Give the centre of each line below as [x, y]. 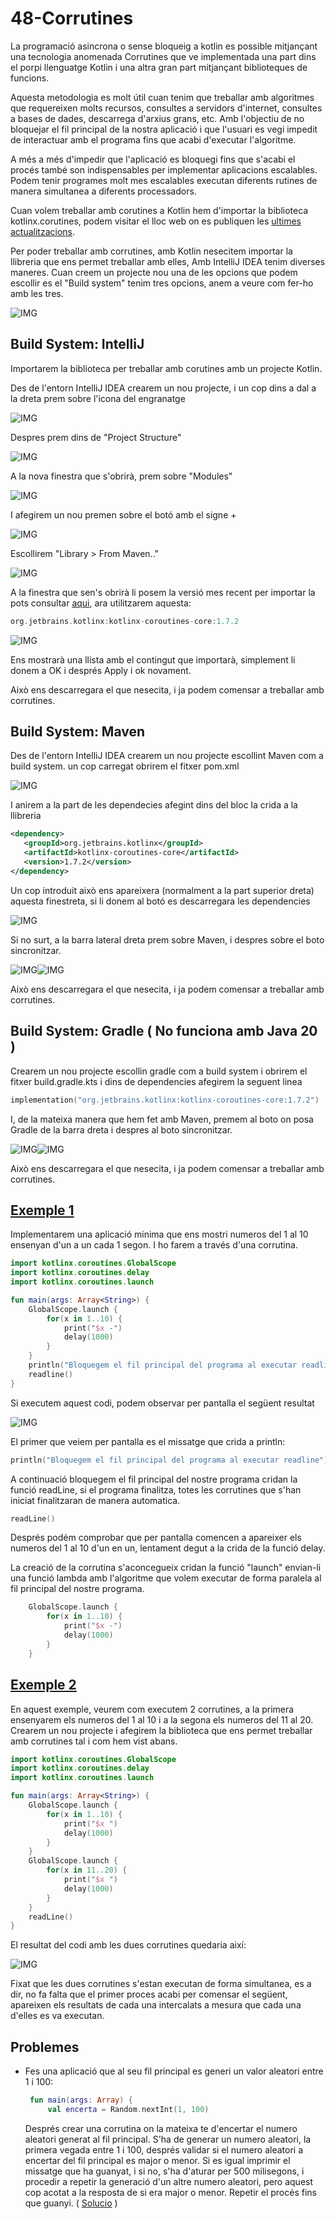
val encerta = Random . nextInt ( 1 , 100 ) [128, 2109]
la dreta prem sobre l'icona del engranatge [98, 398]
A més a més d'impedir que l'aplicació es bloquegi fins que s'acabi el [153, 159]
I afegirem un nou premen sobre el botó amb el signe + [123, 514]
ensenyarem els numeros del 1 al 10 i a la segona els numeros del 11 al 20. [162, 1719]
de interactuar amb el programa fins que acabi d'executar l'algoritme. [153, 139]
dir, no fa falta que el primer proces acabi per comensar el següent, [149, 1994]
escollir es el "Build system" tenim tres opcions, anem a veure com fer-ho [162, 283]
